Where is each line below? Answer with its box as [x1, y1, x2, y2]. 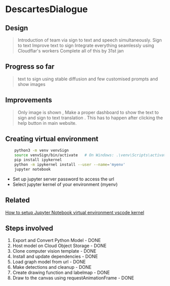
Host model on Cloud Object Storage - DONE [12, 243, 107, 249]
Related [5, 196, 30, 205]
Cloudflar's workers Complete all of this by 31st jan [17, 48, 124, 54]
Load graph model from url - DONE [12, 259, 86, 265]
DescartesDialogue [5, 4, 88, 15]
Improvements [5, 96, 52, 105]
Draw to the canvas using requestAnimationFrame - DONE [12, 275, 134, 281]
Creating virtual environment [5, 135, 99, 144]
